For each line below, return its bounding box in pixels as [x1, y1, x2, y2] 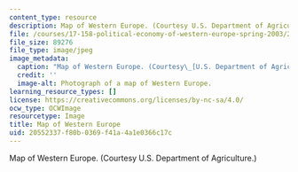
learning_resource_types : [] [9, 87, 117, 96]
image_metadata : [9, 54, 69, 63]
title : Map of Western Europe [9, 121, 122, 129]
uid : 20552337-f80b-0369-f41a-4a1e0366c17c [9, 129, 173, 137]
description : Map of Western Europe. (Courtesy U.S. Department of [9, 21, 264, 30]
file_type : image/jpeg [9, 46, 93, 55]
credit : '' [17, 71, 58, 80]
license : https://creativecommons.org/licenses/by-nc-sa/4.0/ [9, 95, 244, 105]
